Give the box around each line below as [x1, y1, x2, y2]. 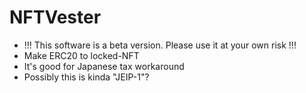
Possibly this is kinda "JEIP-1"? [23, 71, 150, 83]
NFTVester [9, 6, 102, 29]
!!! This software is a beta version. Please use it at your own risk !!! [23, 39, 297, 51]
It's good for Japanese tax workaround [23, 60, 185, 72]
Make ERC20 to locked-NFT [23, 49, 140, 61]
